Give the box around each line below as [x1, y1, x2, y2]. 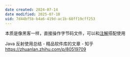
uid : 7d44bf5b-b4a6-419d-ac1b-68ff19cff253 [5, 16, 96, 21]
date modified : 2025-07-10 [5, 12, 60, 17]
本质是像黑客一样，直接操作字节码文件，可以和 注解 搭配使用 [5, 30, 126, 36]
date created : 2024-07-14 [5, 7, 58, 12]
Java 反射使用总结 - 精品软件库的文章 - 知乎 [5, 41, 94, 47]
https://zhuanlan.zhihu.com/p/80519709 [5, 46, 86, 52]
